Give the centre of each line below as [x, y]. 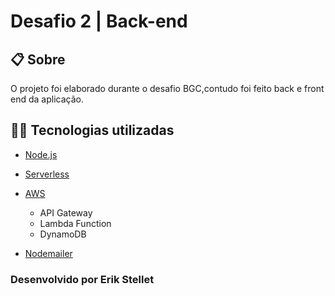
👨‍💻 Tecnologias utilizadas [92, 130]
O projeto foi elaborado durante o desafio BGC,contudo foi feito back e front [167, 88]
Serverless [47, 174]
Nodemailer [48, 253]
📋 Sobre [38, 59]
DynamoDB [63, 234]
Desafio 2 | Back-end [99, 21]
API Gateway [66, 212]
